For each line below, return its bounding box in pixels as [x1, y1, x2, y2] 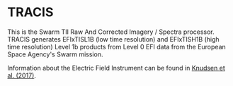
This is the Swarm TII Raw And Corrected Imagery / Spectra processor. [7, 27, 215, 36]
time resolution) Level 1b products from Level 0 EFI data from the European [7, 42, 227, 51]
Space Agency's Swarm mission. [7, 50, 103, 59]
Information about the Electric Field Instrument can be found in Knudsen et [7, 63, 225, 72]
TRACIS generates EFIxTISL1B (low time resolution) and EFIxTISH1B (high [7, 35, 220, 43]
